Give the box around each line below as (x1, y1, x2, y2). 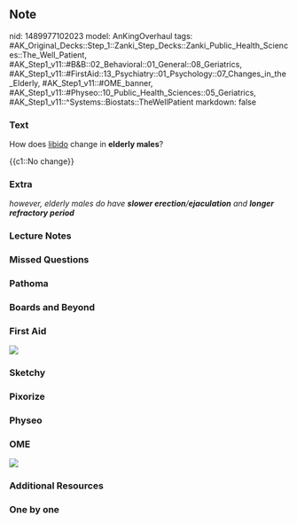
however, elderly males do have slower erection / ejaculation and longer (9, 199, 275, 209)
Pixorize (9, 390, 46, 403)
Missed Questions (9, 254, 90, 266)
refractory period (9, 207, 75, 218)
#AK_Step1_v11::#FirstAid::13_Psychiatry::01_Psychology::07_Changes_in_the (9, 68, 286, 79)
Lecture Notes (9, 230, 72, 242)
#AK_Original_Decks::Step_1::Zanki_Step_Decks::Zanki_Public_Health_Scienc (9, 40, 289, 51)
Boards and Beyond (9, 301, 96, 314)
